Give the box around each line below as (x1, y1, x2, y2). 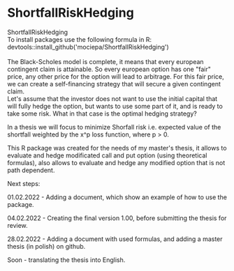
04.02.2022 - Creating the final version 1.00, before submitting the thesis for (7, 214, 227, 222)
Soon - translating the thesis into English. (7, 256, 126, 264)
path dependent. (7, 166, 55, 174)
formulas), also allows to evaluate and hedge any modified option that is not (7, 158, 226, 167)
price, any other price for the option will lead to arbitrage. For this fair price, (7, 72, 225, 81)
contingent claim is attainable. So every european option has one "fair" (7, 65, 211, 73)
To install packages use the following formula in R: (7, 35, 152, 43)
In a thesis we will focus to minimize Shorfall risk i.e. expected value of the (7, 123, 221, 131)
